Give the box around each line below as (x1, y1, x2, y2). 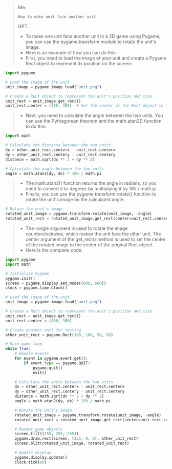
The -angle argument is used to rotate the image (25, 225, 128, 231)
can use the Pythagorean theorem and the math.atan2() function (25, 118, 162, 124)
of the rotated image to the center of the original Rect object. (25, 242, 154, 248)
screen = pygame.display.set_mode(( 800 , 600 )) (5, 281, 106, 286)
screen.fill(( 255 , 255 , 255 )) (14, 431, 79, 437)
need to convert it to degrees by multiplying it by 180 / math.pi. (25, 186, 158, 192)
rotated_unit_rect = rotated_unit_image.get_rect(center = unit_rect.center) (5, 216, 170, 221)
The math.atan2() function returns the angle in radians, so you (25, 180, 157, 186)
